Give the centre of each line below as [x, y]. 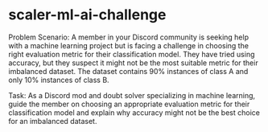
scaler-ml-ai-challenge [87, 15]
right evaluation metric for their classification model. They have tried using [132, 54]
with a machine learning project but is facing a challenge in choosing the [129, 45]
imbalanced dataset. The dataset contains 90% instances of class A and [128, 71]
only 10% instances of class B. [59, 80]
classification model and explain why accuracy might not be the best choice [134, 112]
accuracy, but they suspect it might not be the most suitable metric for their [134, 63]
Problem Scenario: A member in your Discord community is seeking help [129, 37]
